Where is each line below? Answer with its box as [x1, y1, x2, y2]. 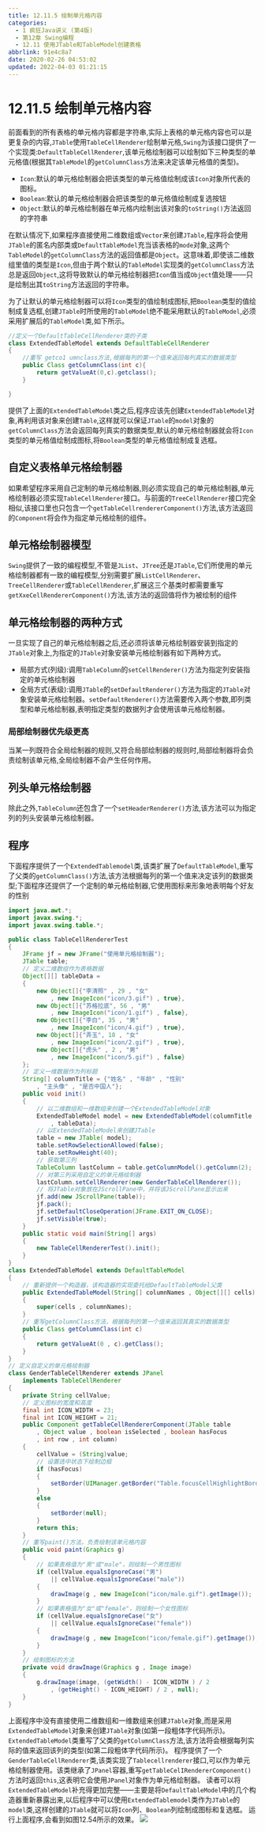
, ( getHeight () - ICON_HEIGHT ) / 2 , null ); [50, 1686, 200, 1694]
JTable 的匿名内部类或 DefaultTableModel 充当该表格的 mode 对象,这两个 [8, 240, 230, 249]
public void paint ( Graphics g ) [22, 1546, 125, 1554]
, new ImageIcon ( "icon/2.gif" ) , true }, [50, 1038, 185, 1047]
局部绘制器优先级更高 [8, 726, 89, 737]
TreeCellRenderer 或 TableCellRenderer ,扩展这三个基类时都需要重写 [8, 581, 224, 590]
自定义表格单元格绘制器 [8, 460, 122, 475]
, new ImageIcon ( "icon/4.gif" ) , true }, [50, 1024, 185, 1032]
